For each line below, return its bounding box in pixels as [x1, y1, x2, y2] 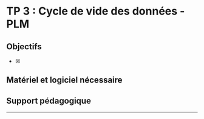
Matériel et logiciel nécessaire [6, 75, 123, 86]
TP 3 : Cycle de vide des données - [6, 4, 185, 18]
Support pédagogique [6, 95, 91, 106]
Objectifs [6, 41, 42, 52]
